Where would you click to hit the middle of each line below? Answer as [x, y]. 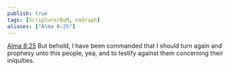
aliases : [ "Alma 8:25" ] [41, 26]
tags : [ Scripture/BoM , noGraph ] [54, 20]
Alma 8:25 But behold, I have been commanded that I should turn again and [115, 46]
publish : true [28, 13]
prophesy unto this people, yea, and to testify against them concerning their [115, 53]
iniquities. [21, 61]
